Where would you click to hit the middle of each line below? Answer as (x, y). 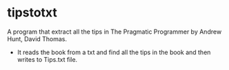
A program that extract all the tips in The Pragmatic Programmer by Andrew (114, 32)
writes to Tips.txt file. (47, 59)
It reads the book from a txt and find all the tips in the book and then (114, 52)
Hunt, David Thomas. (37, 38)
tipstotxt (32, 13)
